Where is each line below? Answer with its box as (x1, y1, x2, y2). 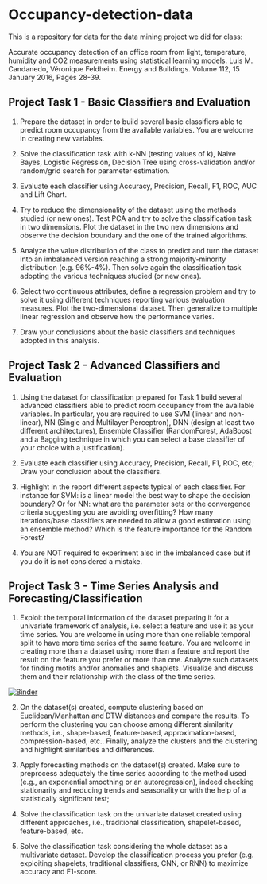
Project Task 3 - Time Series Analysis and (8, 579, 219, 593)
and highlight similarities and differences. (19, 745, 155, 755)
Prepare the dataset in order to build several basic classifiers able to (19, 117, 243, 126)
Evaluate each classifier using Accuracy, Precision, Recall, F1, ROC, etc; (19, 458, 254, 468)
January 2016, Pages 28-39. (8, 72, 102, 82)
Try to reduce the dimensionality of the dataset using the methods (19, 205, 237, 214)
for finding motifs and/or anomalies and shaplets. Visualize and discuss (19, 663, 254, 673)
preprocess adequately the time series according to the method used (19, 769, 247, 778)
